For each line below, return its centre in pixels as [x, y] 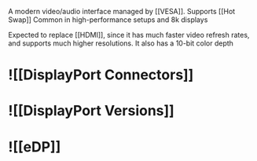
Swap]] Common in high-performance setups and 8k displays [108, 20]
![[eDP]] [35, 146]
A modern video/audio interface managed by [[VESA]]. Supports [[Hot [122, 11]
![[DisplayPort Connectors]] [101, 75]
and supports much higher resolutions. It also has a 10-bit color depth [121, 43]
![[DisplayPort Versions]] [91, 111]
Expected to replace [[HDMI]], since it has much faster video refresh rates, [129, 35]
